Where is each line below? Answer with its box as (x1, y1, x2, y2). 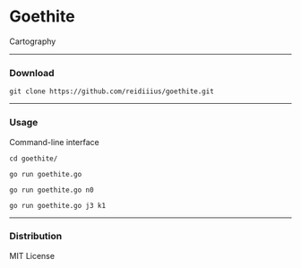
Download (9, 66, 56, 79)
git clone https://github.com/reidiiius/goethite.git (9, 87, 215, 96)
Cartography (9, 36, 56, 47)
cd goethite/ (9, 154, 58, 163)
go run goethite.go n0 (9, 186, 94, 195)
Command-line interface (9, 136, 100, 147)
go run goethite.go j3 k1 (9, 201, 106, 210)
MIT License (9, 250, 56, 261)
